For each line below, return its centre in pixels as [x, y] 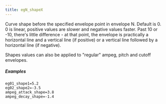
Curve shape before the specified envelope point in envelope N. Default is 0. [83, 24]
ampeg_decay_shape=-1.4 [30, 97]
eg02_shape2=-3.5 [23, 88]
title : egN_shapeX [24, 10]
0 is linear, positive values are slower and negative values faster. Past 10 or [81, 29]
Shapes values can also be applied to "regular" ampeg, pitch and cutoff [78, 55]
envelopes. [16, 60]
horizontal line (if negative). [33, 45]
